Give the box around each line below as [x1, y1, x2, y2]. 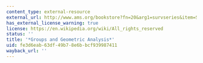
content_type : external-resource [6, 8, 91, 15]
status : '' [6, 31, 34, 37]
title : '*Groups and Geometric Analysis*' [6, 37, 115, 43]
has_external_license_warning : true [6, 20, 98, 26]
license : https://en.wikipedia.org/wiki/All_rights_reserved [6, 25, 164, 32]
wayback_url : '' [6, 48, 47, 54]
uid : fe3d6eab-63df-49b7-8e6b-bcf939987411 [6, 43, 118, 49]
